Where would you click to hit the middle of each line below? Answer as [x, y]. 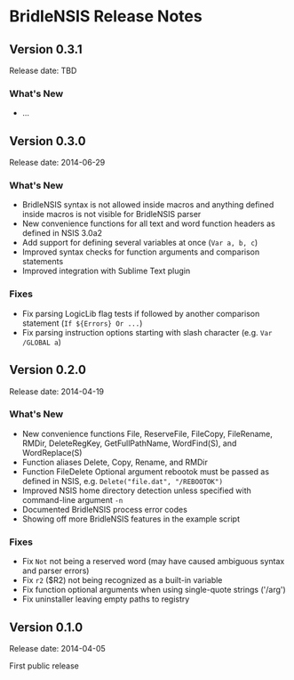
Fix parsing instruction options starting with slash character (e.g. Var [147, 332]
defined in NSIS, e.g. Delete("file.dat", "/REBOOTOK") [123, 481]
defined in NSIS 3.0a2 [62, 233]
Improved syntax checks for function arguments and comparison [141, 252]
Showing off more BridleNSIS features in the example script [131, 519]
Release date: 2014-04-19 [57, 391]
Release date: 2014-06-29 [57, 163]
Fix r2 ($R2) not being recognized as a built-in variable [122, 580]
